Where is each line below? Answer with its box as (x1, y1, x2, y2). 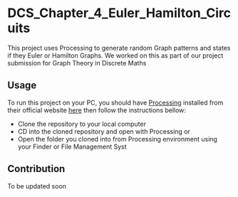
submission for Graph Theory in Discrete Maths (7, 58, 147, 67)
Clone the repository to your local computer (17, 119, 146, 128)
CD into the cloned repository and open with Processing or (17, 127, 191, 136)
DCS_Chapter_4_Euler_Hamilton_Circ (7, 5, 232, 21)
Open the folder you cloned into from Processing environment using (17, 134, 217, 143)
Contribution (7, 163, 66, 175)
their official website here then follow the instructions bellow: (7, 105, 187, 115)
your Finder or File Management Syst (17, 142, 127, 151)
